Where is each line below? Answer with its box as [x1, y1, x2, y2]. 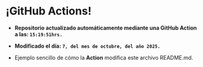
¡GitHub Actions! [5, 4, 92, 18]
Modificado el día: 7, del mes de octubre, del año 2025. [14, 42, 160, 49]
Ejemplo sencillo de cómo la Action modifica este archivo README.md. [14, 54, 193, 61]
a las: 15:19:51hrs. [14, 30, 63, 37]
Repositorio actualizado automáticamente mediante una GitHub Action [14, 24, 197, 31]
